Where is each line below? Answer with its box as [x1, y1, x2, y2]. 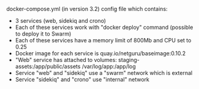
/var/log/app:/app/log [81, 63, 136, 70]
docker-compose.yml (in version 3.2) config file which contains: [6, 6, 168, 12]
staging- [118, 56, 140, 63]
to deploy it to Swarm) [15, 30, 72, 37]
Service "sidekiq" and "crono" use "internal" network [15, 76, 150, 83]
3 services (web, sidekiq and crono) [15, 17, 106, 24]
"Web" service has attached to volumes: [15, 56, 118, 63]
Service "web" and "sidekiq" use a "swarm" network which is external [15, 69, 193, 76]
